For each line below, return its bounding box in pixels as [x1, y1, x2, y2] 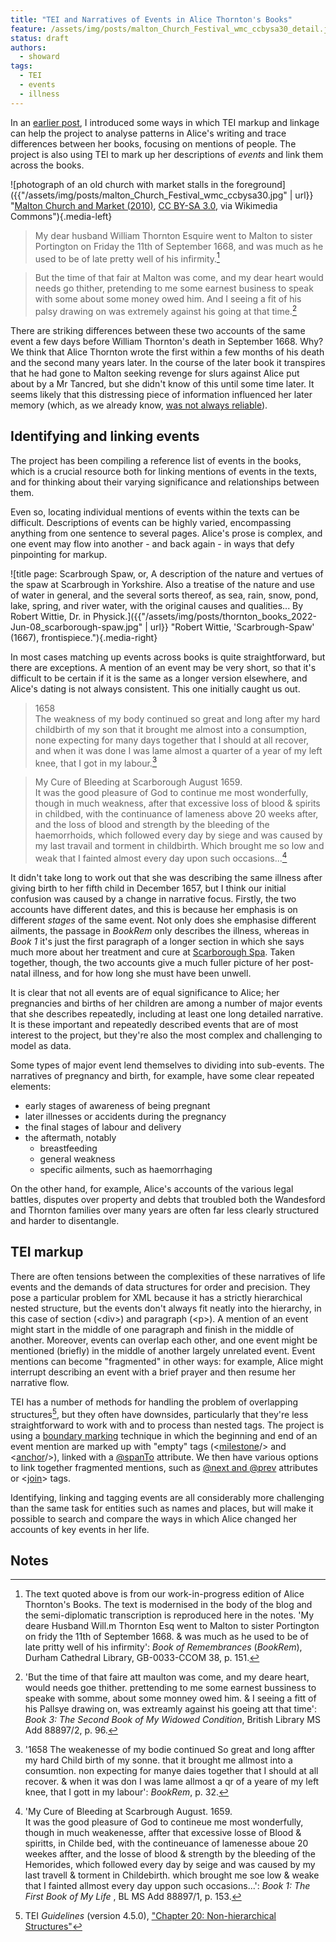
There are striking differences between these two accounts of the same [10, 324, 306, 336]
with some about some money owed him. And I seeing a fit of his [34, 293, 302, 305]
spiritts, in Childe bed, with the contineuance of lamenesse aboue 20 [24, 1837, 309, 1850]
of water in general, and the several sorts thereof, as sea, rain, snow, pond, [10, 589, 319, 601]
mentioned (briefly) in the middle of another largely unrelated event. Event [10, 1344, 316, 1356]
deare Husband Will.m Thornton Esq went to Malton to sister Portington [24, 1620, 320, 1632]
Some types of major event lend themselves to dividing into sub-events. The [10, 1059, 325, 1071]
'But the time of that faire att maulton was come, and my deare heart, [24, 1671, 310, 1683]
